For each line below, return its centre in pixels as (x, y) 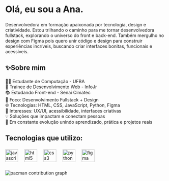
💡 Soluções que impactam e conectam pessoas (55, 116)
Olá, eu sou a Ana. (45, 9)
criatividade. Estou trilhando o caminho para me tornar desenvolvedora (80, 30)
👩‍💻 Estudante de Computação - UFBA (45, 82)
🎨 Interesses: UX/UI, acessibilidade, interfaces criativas (63, 111)
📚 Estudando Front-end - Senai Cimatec (48, 93)
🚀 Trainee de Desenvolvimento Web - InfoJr (51, 87)
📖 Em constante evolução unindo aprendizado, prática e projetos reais (79, 122)
